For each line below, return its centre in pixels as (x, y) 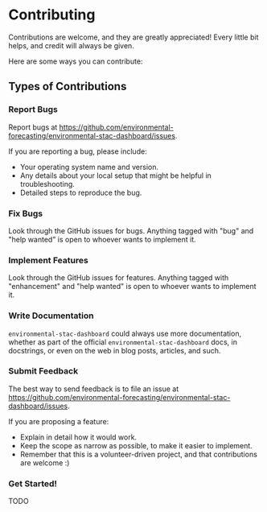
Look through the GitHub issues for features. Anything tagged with (119, 278)
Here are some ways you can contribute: (76, 61)
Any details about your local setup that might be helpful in (115, 175)
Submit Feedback (43, 371)
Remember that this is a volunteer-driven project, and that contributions (138, 454)
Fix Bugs (25, 213)
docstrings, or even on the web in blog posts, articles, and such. (115, 350)
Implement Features (48, 260)
